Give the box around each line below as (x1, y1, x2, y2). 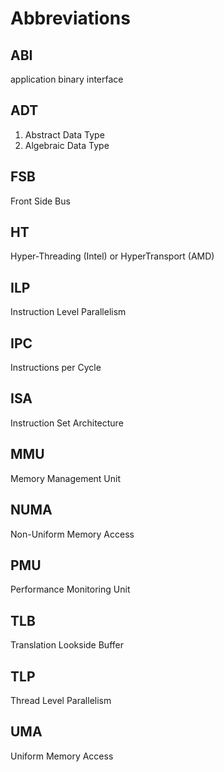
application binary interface (10, 73, 124, 85)
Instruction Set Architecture (10, 417, 124, 429)
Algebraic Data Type (24, 139, 110, 151)
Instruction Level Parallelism (10, 306, 127, 318)
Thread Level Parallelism (10, 694, 112, 706)
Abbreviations (10, 7, 131, 30)
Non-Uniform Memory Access (10, 528, 135, 540)
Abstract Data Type (24, 128, 105, 141)
